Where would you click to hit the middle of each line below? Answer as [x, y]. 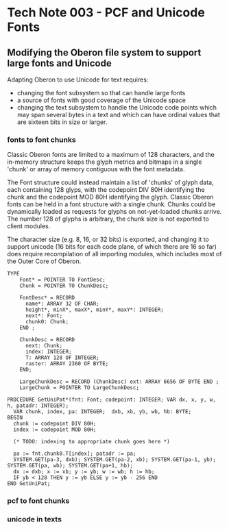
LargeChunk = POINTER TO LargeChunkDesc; [79, 388]
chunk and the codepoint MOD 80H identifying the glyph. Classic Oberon [110, 197]
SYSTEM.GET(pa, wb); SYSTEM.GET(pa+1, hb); [70, 466]
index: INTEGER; [48, 352]
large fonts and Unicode [59, 63]
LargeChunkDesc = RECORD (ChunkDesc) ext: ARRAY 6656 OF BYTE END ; [119, 382]
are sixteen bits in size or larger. [62, 122]
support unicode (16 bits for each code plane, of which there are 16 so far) [112, 247]
